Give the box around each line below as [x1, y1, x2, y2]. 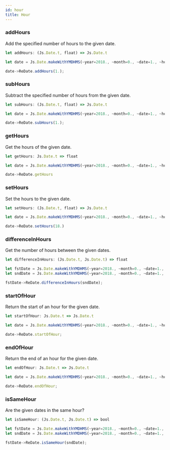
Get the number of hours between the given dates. [5, 247, 111, 253]
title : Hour [5, 12, 30, 17]
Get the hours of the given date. [5, 144, 72, 150]
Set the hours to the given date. [5, 196, 71, 202]
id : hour [5, 7, 24, 13]
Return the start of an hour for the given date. [5, 304, 100, 310]
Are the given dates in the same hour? [5, 407, 84, 413]
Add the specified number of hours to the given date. [5, 40, 116, 46]
